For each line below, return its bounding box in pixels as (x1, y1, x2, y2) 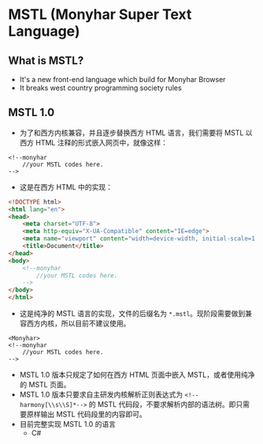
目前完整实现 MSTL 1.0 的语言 (19, 420, 117, 429)
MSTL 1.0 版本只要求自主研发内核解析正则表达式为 (19, 389, 183, 400)
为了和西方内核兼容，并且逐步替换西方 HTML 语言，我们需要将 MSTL (19, 128, 244, 137)
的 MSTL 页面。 (19, 380, 71, 389)
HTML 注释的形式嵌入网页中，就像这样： (35, 137, 168, 147)
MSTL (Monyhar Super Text (8, 6, 192, 24)
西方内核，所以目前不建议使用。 (26, 318, 131, 329)
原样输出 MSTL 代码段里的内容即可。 (26, 409, 147, 420)
